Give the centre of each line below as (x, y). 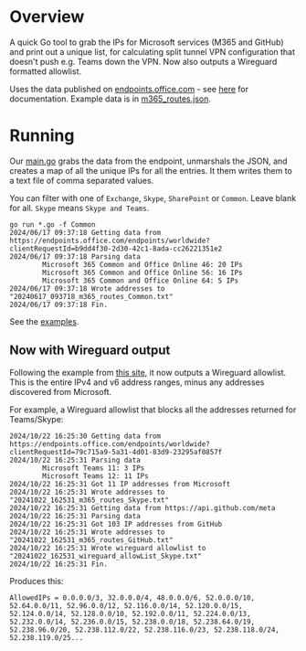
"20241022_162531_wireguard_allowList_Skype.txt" (106, 556)
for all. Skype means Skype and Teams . (79, 208)
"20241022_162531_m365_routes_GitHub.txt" (91, 540)
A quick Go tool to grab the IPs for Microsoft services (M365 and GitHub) (147, 42)
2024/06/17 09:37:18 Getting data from (85, 232)
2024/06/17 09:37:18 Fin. (58, 304)
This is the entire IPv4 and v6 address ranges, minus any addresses (137, 382)
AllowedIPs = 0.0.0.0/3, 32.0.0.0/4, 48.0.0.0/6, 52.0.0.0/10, (132, 598)
